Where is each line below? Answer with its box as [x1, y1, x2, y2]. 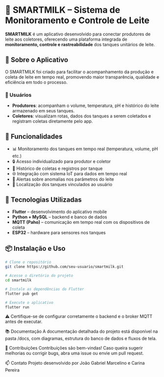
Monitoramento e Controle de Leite [5, 15, 150, 26]
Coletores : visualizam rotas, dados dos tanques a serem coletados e [12, 113, 151, 119]
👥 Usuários [5, 91, 32, 98]
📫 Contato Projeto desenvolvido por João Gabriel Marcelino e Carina [5, 360, 145, 366]
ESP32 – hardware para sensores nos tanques [12, 229, 106, 235]
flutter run [5, 304, 29, 310]
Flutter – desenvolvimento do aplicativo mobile [12, 209, 107, 215]
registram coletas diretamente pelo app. [12, 118, 93, 124]
